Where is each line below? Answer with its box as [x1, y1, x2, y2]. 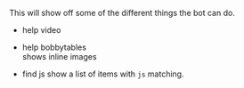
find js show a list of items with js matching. [21, 68, 184, 79]
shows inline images [21, 52, 97, 61]
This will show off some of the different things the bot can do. [9, 8, 236, 18]
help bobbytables [21, 42, 87, 52]
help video [21, 25, 61, 35]
